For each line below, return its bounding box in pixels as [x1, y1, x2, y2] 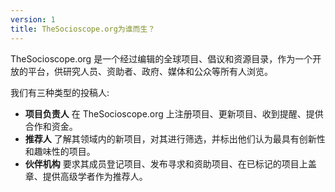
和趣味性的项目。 [24, 145, 96, 157]
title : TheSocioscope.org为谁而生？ [10, 24, 156, 34]
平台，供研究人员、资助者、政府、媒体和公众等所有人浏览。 [27, 65, 273, 77]
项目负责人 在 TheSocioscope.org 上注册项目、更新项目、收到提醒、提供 [24, 107, 324, 120]
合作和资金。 [24, 120, 78, 132]
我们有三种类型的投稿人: [10, 86, 110, 98]
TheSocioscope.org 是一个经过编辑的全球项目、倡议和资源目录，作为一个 [10, 52, 313, 65]
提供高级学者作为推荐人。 [42, 170, 148, 182]
